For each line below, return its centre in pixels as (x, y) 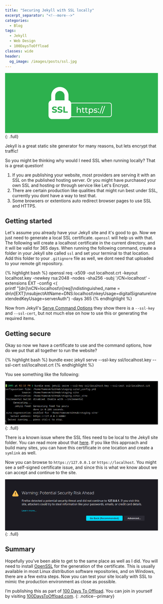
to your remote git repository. (34, 264)
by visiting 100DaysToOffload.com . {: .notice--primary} (60, 596)
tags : (10, 31)
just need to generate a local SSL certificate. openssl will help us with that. (79, 238)
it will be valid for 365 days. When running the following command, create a (81, 248)
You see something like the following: (42, 374)
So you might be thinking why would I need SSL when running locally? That (80, 160)
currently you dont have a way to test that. (54, 195)
